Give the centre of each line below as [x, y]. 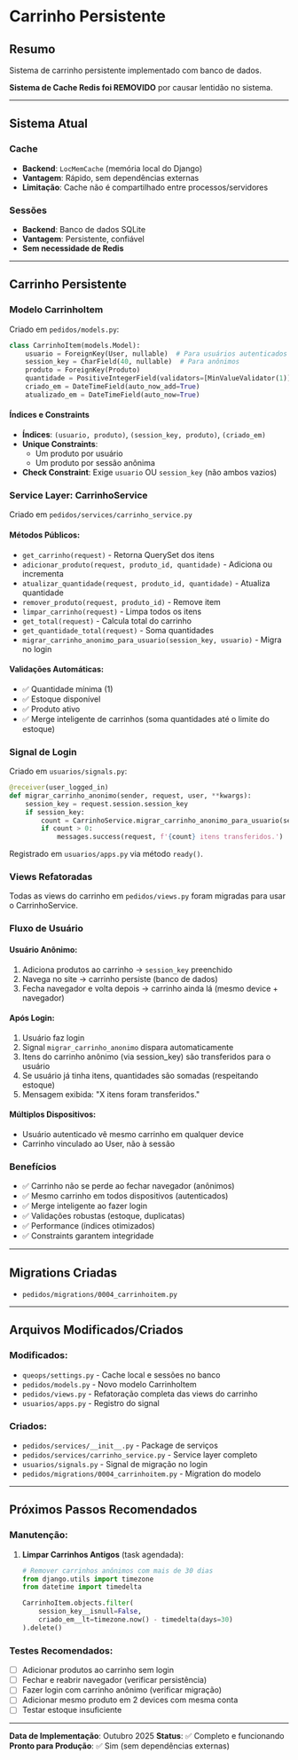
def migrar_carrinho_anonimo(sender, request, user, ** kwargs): [130, 796]
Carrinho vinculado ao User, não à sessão [98, 1143]
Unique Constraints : [60, 444]
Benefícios [33, 1167]
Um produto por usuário [79, 453]
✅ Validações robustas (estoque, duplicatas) [103, 1216]
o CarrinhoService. [43, 906]
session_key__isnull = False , [90, 1612]
